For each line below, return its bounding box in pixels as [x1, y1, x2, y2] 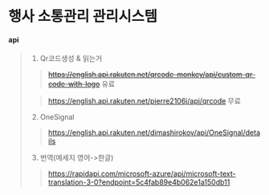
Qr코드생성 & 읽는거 [39, 54, 103, 63]
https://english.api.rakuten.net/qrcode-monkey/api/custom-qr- [47, 70, 255, 79]
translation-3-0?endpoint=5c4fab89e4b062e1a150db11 [47, 177, 230, 187]
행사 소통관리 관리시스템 [8, 7, 158, 26]
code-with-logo [47, 79, 100, 89]
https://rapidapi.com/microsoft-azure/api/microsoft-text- [47, 169, 236, 179]
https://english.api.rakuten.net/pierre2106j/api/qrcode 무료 [47, 96, 241, 106]
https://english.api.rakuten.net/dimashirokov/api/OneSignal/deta [47, 128, 261, 137]
